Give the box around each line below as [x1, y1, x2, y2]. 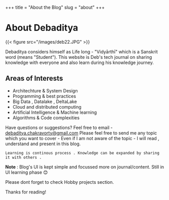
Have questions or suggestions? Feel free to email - [5, 124, 113, 130]
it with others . [5, 155, 42, 160]
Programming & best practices [12, 93, 76, 99]
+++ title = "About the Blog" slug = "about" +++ [5, 5, 105, 10]
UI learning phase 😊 [5, 169, 48, 175]
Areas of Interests [5, 74, 63, 83]
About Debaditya [5, 22, 78, 34]
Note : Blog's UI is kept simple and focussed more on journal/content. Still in [5, 163, 164, 170]
